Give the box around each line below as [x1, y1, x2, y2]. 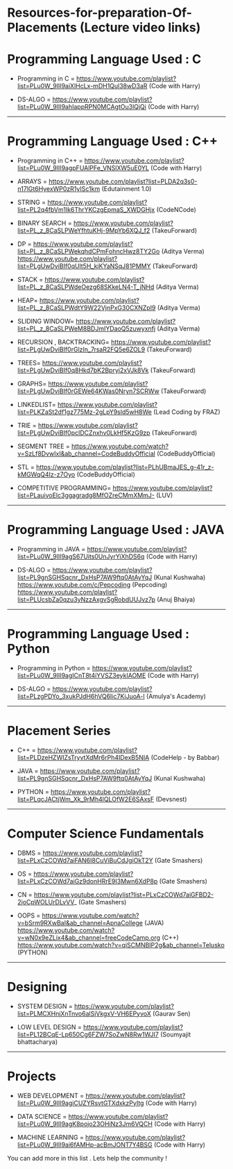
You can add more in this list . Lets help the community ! [7, 1154, 168, 1162]
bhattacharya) [17, 1037, 58, 1046]
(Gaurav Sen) [152, 1009, 191, 1018]
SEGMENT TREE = [17, 442, 71, 451]
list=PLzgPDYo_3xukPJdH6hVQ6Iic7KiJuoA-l [17, 692, 145, 700]
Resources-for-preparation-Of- [7, 5, 193, 21]
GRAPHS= [17, 380, 47, 388]
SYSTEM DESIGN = [17, 1002, 73, 1010]
